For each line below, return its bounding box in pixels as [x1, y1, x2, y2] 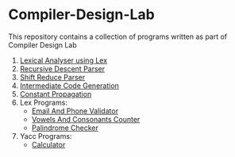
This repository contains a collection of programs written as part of [8, 32, 228, 41]
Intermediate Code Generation [19, 81, 119, 90]
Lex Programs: [19, 98, 67, 107]
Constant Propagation [19, 89, 92, 98]
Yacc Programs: [19, 131, 72, 140]
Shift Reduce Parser [19, 72, 86, 82]
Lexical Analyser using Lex [19, 56, 108, 65]
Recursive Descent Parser [19, 63, 106, 73]
